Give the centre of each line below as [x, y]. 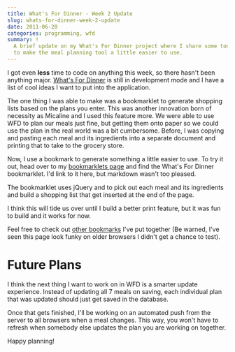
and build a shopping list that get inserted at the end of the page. [101, 195]
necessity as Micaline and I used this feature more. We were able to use [111, 115]
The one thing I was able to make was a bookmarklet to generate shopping [115, 101]
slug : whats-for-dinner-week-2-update [64, 20]
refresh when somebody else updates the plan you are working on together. [116, 327]
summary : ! [23, 40]
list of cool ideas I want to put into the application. [79, 87]
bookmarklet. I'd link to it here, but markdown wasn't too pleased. [102, 174]
